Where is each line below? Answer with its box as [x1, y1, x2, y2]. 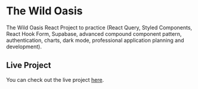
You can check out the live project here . [6, 76, 104, 83]
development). [6, 43, 42, 50]
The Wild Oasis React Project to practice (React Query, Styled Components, [6, 24, 193, 31]
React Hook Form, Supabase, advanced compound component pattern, [6, 30, 182, 37]
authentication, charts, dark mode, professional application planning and [6, 36, 184, 44]
